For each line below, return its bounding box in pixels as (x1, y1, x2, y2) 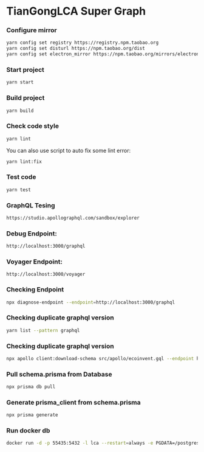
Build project (6, 94, 45, 102)
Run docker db (6, 426, 50, 435)
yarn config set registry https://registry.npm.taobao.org (6, 40, 159, 46)
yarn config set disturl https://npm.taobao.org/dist (6, 46, 146, 52)
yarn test (6, 187, 32, 193)
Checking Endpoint (6, 285, 64, 294)
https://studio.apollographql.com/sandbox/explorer (6, 215, 140, 221)
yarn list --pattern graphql (6, 327, 80, 333)
